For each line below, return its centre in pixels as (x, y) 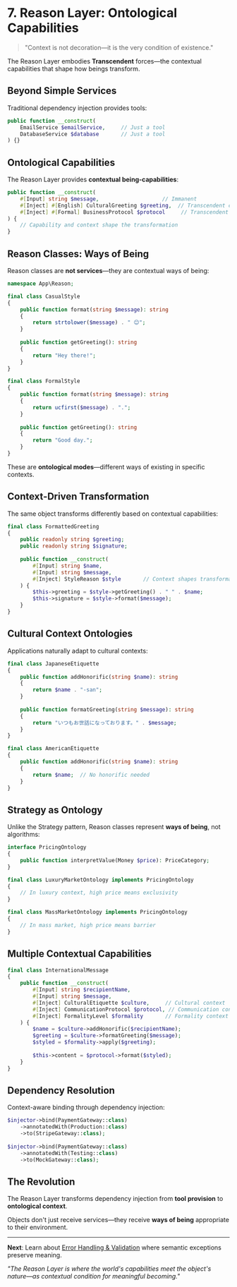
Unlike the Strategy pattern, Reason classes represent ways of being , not (114, 827)
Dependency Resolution (61, 1090)
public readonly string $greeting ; (72, 540)
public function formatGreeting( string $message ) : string (107, 709)
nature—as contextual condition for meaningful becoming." (94, 1276)
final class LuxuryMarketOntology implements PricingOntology (101, 880)
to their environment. (38, 1227)
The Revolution (41, 1182)
